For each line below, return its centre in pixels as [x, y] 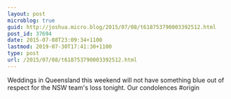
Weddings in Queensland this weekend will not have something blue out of [116, 80]
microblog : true [31, 21]
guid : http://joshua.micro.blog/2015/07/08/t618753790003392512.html [112, 27]
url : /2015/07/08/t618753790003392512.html [72, 60]
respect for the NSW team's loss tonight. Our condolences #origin [103, 87]
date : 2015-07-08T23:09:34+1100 [55, 40]
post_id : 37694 [30, 34]
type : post [23, 54]
